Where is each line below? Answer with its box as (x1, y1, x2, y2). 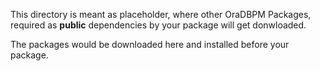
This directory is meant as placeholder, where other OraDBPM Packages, (10, 9, 312, 20)
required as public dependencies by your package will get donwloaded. (10, 19, 307, 31)
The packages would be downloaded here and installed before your (10, 39, 290, 50)
